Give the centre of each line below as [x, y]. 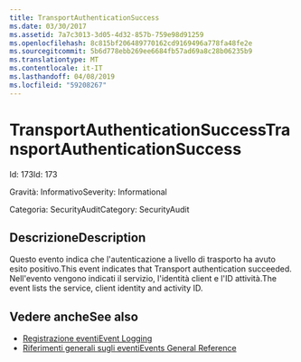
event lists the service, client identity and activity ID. [106, 288]
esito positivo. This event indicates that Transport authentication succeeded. [150, 269]
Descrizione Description [78, 238]
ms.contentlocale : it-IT [56, 69]
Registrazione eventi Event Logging [87, 338]
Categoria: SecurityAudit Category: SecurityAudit [99, 209]
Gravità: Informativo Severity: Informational [88, 192]
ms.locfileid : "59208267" [58, 85]
